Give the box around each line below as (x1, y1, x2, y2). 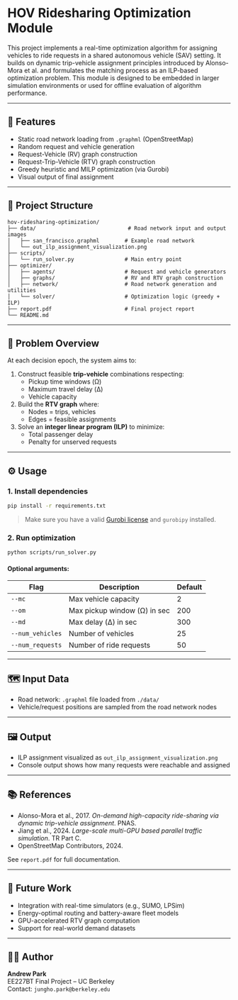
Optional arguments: (7, 564, 69, 572)
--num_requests (11, 641, 62, 650)
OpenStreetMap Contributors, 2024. (17, 841, 123, 850)
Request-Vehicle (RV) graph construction (17, 150, 138, 158)
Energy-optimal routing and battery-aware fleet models (17, 909, 179, 917)
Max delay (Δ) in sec (68, 617, 137, 627)
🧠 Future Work (7, 882, 72, 894)
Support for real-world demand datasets (17, 923, 136, 932)
